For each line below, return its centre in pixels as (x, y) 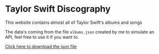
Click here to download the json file (41, 46)
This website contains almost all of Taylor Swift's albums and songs (74, 22)
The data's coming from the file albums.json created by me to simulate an (80, 32)
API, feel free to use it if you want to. (42, 37)
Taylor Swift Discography (58, 9)
